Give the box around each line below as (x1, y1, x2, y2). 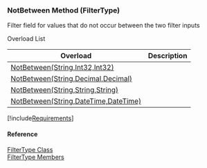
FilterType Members (7, 153, 64, 161)
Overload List (7, 35, 46, 43)
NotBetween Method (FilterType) (7, 6, 120, 15)
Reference (7, 130, 38, 138)
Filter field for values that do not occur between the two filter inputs (7, 21, 200, 30)
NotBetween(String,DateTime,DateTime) (10, 96, 142, 106)
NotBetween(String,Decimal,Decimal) (10, 74, 133, 84)
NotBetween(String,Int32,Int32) (10, 63, 114, 73)
